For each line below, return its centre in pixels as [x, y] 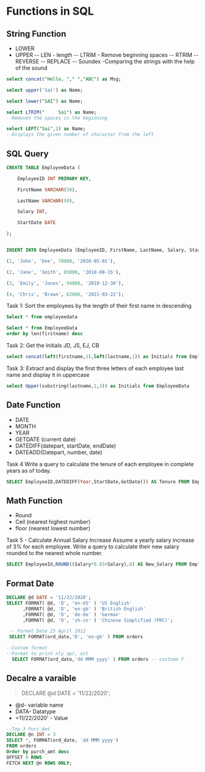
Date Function [34, 405]
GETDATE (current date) [45, 439]
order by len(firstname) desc [45, 334]
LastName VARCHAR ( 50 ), [46, 201]
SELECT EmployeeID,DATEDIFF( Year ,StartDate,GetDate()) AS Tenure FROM [98, 482]
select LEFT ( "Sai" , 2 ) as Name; [46, 129]
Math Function [34, 501]
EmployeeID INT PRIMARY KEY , [54, 178]
